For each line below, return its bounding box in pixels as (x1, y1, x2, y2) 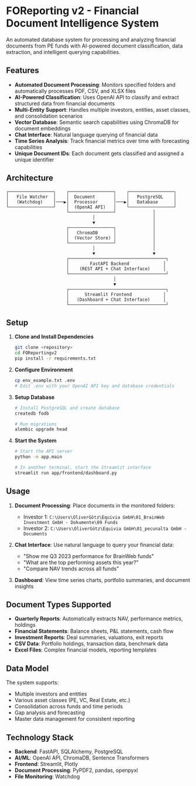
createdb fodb (14, 410, 49, 416)
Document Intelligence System (6, 16, 159, 30)
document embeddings (14, 125, 71, 132)
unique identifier (14, 156, 54, 163)
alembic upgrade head (14, 426, 67, 432)
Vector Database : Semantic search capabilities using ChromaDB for (14, 119, 179, 126)
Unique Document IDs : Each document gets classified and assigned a (14, 150, 184, 157)
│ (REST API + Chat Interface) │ (66, 266, 166, 271)
